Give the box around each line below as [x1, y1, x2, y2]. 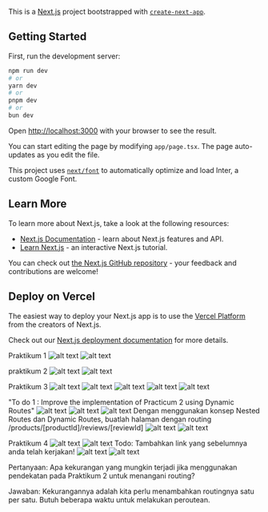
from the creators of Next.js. [8, 320, 102, 329]
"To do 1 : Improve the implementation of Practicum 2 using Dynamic [8, 397, 234, 407]
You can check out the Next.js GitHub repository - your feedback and [8, 258, 238, 268]
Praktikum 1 [8, 350, 46, 360]
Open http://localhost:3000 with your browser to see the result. [8, 126, 218, 135]
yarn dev [8, 82, 38, 90]
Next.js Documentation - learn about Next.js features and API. [19, 234, 224, 244]
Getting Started [8, 30, 87, 43]
